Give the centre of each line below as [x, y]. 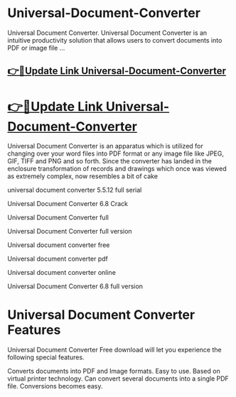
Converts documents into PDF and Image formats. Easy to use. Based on [114, 371]
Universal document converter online [61, 273]
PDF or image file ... [36, 48]
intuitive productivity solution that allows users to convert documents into [115, 40]
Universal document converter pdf [58, 259]
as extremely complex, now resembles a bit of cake [83, 176]
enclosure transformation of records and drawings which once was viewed [117, 169]
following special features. [46, 357]
